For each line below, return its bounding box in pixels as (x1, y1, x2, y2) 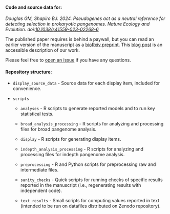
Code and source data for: (5, 4, 62, 10)
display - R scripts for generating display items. (20, 136, 121, 142)
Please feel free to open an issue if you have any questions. (5, 57, 132, 63)
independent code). (20, 187, 62, 194)
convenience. (12, 85, 42, 92)
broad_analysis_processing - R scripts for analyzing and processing (20, 121, 164, 127)
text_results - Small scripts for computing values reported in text (20, 198, 160, 204)
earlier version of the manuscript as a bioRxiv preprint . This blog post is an (5, 41, 163, 48)
